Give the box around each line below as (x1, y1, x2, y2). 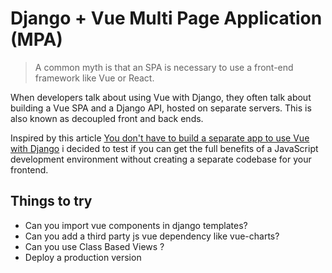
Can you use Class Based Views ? (24, 240, 165, 252)
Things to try (10, 193, 93, 210)
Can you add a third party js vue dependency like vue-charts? (24, 230, 280, 242)
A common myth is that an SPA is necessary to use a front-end (34, 61, 294, 73)
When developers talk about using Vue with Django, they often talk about (10, 91, 312, 103)
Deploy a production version (24, 251, 142, 263)
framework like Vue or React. (34, 72, 155, 84)
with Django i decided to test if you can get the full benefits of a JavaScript (10, 142, 319, 154)
